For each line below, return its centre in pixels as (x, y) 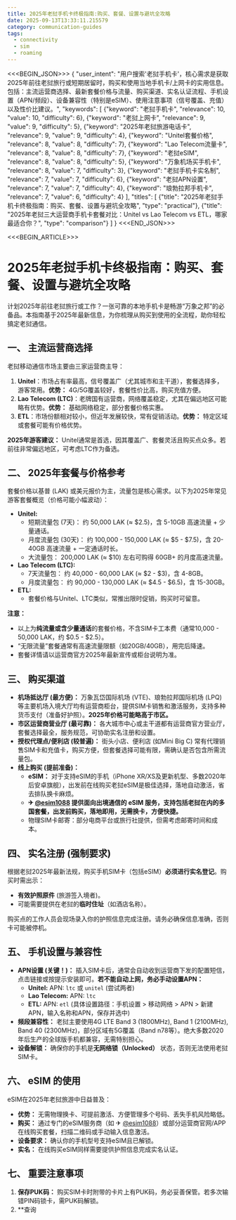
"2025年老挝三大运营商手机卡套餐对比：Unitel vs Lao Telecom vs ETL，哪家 (117, 214)
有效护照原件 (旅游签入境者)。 (60, 896)
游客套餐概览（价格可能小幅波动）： (58, 500)
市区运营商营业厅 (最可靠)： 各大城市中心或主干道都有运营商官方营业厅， (123, 723)
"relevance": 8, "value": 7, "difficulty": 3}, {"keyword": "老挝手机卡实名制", (114, 170)
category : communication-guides (54, 27)
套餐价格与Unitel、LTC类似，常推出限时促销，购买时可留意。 (116, 598)
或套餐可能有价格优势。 (51, 425)
